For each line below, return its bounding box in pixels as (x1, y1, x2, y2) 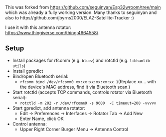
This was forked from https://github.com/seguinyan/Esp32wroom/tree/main (5, 4, 161, 10)
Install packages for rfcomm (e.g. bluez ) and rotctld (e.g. (12, 57, 129, 63)
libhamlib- (129, 58, 152, 63)
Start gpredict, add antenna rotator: (12, 105, 86, 111)
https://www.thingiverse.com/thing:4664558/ (5, 30, 99, 35)
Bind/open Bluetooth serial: (12, 73, 69, 79)
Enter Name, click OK (19, 116, 64, 122)
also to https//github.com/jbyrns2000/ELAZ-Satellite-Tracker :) (5, 15, 135, 20)
